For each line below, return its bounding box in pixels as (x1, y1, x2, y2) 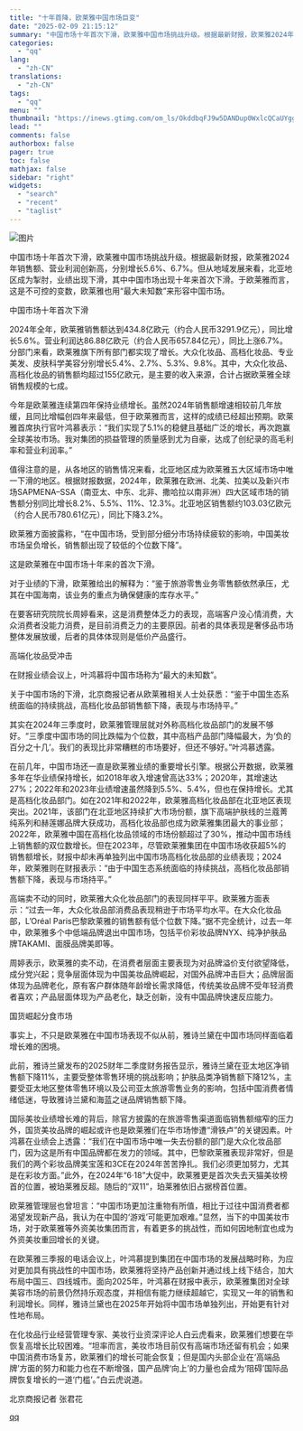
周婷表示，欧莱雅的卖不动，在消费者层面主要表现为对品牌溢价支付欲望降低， (9, 957, 294, 968)
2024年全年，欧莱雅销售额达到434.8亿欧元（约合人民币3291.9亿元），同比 (9, 323, 286, 334)
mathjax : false (9, 164, 67, 173)
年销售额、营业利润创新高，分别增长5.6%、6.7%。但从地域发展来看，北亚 (9, 263, 285, 274)
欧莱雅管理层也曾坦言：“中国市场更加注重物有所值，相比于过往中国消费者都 (9, 1200, 290, 1211)
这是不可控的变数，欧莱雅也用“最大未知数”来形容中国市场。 (9, 285, 230, 296)
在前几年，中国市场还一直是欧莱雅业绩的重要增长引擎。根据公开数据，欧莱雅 (9, 761, 294, 772)
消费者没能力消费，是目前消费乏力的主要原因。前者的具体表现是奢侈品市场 (16, 620, 294, 631)
